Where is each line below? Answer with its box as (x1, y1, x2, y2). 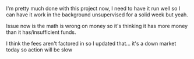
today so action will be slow (6, 46, 73, 53)
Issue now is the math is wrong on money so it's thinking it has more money (6, 23, 188, 29)
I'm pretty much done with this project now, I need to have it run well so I (6, 5, 181, 12)
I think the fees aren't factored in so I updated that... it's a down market (6, 40, 177, 47)
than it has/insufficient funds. (6, 29, 77, 36)
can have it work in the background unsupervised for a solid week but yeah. (6, 11, 188, 18)
